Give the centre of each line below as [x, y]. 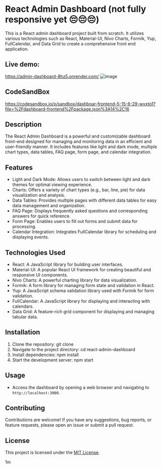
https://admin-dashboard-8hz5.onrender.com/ [52, 76]
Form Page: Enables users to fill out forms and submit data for [75, 221]
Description [23, 124]
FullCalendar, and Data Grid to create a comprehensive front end [70, 43]
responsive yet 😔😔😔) [52, 19]
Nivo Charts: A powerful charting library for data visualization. [75, 280]
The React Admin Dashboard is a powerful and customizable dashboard [78, 136]
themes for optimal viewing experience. [52, 185]
